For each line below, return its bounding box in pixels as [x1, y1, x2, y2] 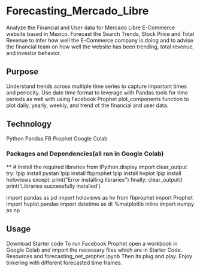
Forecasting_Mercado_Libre [6, 4, 149, 18]
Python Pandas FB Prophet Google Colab [6, 135, 108, 142]
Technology [6, 119, 52, 129]
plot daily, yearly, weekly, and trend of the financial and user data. [6, 102, 169, 109]
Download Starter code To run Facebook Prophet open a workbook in [6, 240, 178, 247]
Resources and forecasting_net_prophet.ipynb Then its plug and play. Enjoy [6, 252, 193, 259]
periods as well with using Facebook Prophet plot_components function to [6, 95, 189, 102]
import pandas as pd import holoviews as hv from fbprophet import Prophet [6, 194, 193, 201]
